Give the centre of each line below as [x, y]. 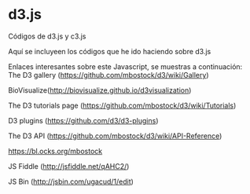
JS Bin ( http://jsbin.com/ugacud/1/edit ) [71, 181]
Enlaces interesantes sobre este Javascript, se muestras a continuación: [125, 66]
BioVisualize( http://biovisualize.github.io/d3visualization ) [100, 90]
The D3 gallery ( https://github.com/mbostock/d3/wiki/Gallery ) [108, 75]
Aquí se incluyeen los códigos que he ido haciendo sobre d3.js [110, 51]
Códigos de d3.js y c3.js [47, 36]
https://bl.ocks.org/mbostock [55, 151]
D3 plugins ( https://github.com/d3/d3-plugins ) [83, 120]
